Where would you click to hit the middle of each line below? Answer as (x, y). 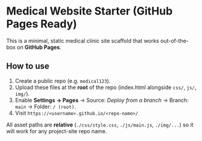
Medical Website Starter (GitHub (90, 11)
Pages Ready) (42, 24)
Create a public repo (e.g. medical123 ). (63, 80)
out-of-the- (174, 41)
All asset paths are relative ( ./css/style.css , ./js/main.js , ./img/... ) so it (100, 125)
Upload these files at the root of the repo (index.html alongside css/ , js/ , (106, 87)
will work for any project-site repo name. (57, 131)
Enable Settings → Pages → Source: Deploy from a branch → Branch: (102, 100)
